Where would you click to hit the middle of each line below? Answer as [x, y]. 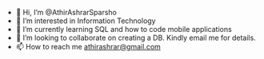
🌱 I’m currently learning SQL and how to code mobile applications [124, 29]
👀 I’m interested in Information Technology [86, 21]
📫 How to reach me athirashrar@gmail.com [88, 47]
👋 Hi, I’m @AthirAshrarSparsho [66, 12]
